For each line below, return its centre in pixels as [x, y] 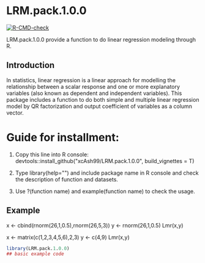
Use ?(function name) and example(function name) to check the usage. [105, 191]
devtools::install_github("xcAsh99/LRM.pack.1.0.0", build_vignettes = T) [105, 161]
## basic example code [35, 254]
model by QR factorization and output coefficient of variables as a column [99, 106]
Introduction [31, 65]
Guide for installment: [63, 137]
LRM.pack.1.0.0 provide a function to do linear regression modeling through [101, 39]
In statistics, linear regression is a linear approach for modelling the [91, 80]
